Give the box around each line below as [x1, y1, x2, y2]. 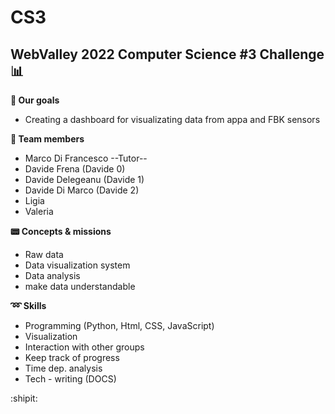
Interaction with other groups [24, 341, 145, 353]
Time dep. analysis [24, 362, 103, 374]
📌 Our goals [10, 94, 60, 106]
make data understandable [24, 281, 136, 292]
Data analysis [24, 270, 81, 281]
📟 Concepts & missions [10, 226, 112, 237]
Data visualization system [24, 259, 131, 271]
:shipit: [10, 392, 38, 404]
